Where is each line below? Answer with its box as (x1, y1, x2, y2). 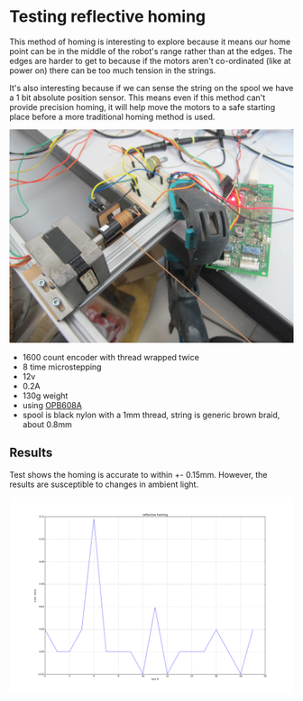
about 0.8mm (22, 418, 72, 430)
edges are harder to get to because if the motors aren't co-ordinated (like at (9, 55, 291, 66)
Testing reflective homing (9, 6, 207, 27)
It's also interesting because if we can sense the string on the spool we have (9, 82, 294, 93)
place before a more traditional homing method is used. (9, 111, 216, 122)
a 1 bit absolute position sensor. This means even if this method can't (9, 92, 266, 103)
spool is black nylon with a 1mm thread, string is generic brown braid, (22, 409, 280, 420)
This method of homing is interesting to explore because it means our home (9, 36, 291, 47)
